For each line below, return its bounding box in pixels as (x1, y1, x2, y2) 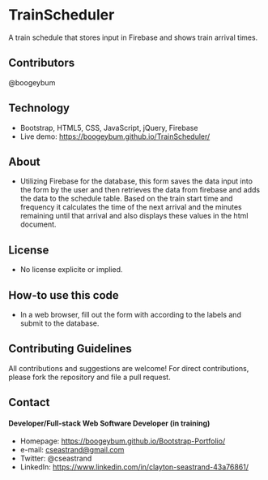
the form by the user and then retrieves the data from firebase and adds (19, 185, 261, 195)
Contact (8, 396, 50, 409)
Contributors (8, 56, 75, 70)
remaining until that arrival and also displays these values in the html (19, 211, 249, 221)
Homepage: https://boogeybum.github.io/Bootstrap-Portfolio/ (19, 436, 226, 446)
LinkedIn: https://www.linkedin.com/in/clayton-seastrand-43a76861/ (19, 462, 249, 472)
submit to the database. (19, 318, 100, 328)
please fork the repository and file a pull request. (8, 372, 172, 382)
